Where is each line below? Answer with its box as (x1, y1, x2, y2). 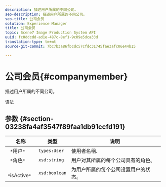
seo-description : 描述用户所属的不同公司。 (5, 12, 87, 17)
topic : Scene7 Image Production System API (5, 30, 96, 35)
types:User (38, 148, 64, 153)
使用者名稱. (71, 148, 98, 154)
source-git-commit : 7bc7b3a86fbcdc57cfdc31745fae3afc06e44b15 (5, 44, 136, 49)
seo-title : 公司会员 (5, 16, 44, 21)
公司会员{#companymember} (5, 71, 128, 82)
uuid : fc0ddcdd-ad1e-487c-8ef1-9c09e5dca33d (5, 35, 98, 40)
